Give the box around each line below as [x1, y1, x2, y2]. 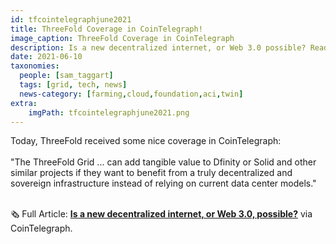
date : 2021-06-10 [10, 52, 83, 62]
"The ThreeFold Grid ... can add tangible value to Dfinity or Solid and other [10, 156, 317, 168]
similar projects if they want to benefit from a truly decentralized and [10, 167, 293, 179]
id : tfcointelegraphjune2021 [10, 14, 132, 25]
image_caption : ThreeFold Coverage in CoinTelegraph [10, 33, 235, 43]
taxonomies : [10, 61, 60, 71]
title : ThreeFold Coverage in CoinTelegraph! [10, 24, 203, 34]
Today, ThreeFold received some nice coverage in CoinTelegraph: [10, 135, 282, 147]
